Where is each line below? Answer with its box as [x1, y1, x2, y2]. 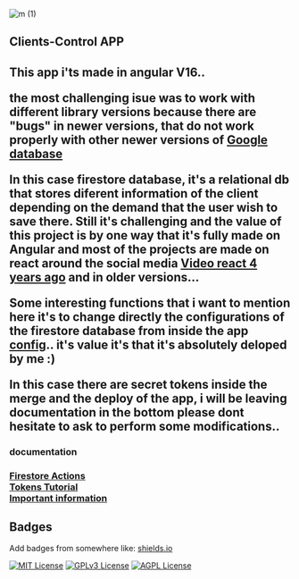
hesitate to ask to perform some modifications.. [9, 418, 280, 433]
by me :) [9, 351, 56, 366]
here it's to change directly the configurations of [9, 309, 285, 324]
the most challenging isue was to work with [9, 90, 256, 105]
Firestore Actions [9, 469, 87, 482]
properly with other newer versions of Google [9, 132, 268, 147]
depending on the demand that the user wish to [9, 199, 278, 214]
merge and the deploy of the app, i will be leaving [9, 390, 287, 406]
